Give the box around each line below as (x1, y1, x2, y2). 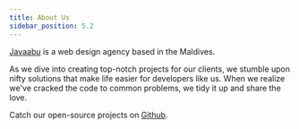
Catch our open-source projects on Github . (9, 109, 168, 120)
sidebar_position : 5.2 (9, 21, 94, 30)
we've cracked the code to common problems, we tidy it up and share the (9, 82, 282, 93)
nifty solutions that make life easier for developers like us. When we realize (9, 73, 286, 83)
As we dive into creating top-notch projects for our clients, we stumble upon (9, 64, 291, 74)
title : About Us (9, 13, 70, 22)
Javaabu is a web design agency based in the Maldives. (9, 46, 216, 56)
